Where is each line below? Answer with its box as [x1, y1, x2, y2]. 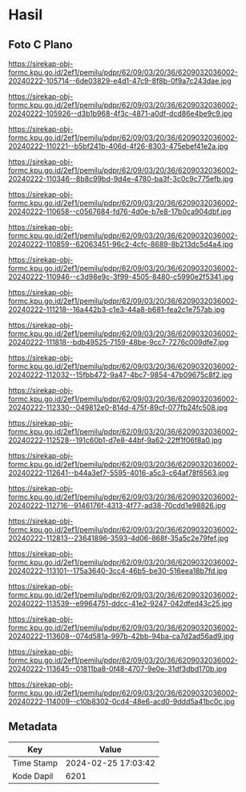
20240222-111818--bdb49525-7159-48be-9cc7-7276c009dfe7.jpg [8, 338, 229, 347]
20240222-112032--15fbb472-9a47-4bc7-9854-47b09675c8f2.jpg [8, 370, 232, 380]
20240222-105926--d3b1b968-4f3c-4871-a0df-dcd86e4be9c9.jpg [8, 109, 232, 118]
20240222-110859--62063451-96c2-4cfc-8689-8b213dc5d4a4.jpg [8, 240, 234, 248]
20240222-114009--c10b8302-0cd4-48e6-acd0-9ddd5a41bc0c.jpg [8, 697, 235, 706]
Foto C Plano [8, 38, 73, 51]
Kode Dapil [12, 770, 54, 782]
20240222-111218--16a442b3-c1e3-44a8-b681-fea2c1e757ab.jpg [8, 305, 225, 314]
